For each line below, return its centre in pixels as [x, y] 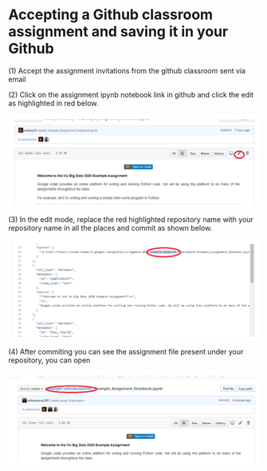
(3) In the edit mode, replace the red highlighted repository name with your [131, 220]
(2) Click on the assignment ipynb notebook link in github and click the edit [131, 94]
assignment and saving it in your [118, 32]
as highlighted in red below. [53, 103]
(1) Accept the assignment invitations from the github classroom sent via [127, 70]
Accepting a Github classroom [111, 15]
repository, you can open [49, 360]
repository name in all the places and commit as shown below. [110, 228]
